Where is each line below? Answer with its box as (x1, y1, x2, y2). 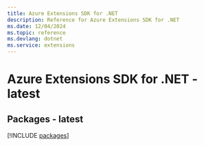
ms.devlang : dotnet (7, 36, 63, 42)
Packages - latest (7, 113, 84, 125)
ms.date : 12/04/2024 (7, 23, 67, 29)
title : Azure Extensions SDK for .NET (7, 10, 118, 17)
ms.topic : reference (7, 29, 67, 36)
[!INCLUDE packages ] (7, 132, 69, 139)
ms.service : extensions (7, 42, 76, 49)
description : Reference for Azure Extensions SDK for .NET (7, 16, 180, 23)
